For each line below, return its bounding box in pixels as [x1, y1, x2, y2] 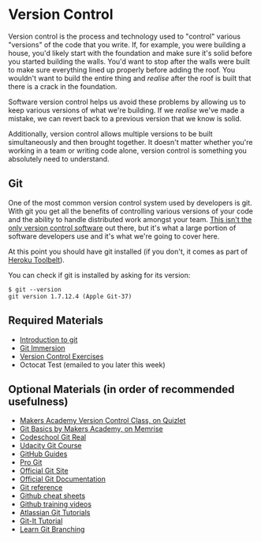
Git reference [19, 483, 63, 492]
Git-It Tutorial [19, 516, 63, 525]
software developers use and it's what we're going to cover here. [8, 231, 220, 241]
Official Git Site [19, 466, 69, 476]
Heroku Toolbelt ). [8, 254, 65, 265]
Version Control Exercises [19, 351, 104, 361]
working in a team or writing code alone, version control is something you [8, 146, 247, 155]
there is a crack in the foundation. [8, 81, 117, 91]
